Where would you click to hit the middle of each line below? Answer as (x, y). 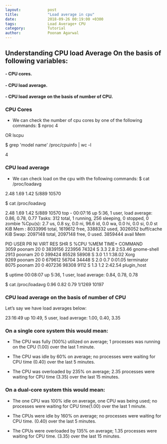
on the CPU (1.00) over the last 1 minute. (54, 347)
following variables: (37, 61)
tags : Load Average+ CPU (45, 24)
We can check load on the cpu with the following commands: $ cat (81, 178)
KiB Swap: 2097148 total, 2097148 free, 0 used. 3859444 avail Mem (75, 234)
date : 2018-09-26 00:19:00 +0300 (54, 19)
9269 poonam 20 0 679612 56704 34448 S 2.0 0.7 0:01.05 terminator (77, 260)
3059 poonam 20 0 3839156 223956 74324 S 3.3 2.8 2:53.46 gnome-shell (82, 249)
